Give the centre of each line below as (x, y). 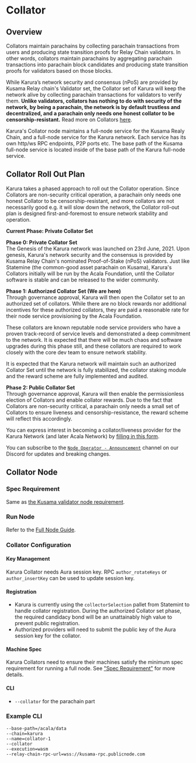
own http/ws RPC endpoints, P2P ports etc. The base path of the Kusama (94, 143)
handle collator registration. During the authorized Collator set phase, (98, 611)
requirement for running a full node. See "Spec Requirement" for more (91, 669)
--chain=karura (25, 734)
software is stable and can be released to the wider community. (83, 280)
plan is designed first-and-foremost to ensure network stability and (87, 213)
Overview (24, 32)
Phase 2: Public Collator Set (40, 387)
